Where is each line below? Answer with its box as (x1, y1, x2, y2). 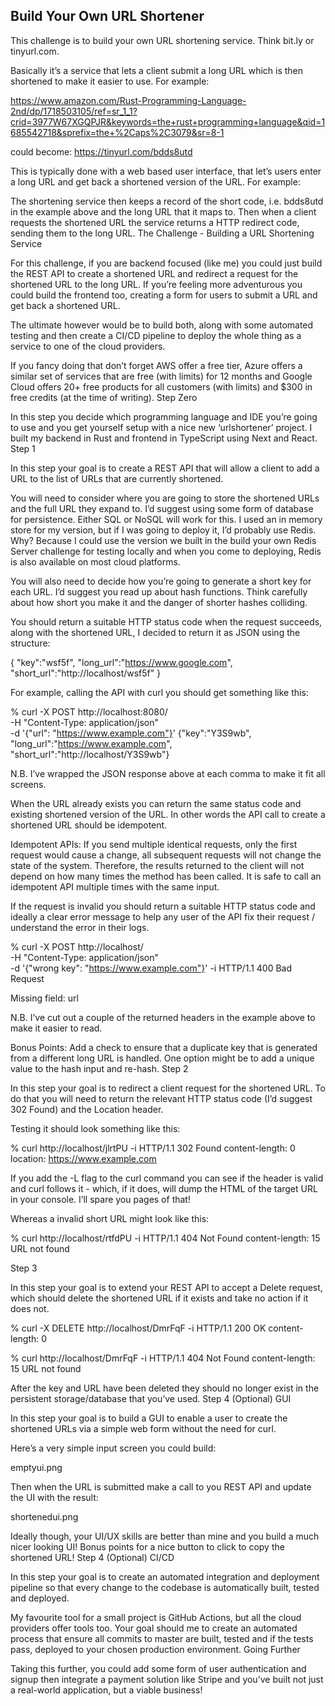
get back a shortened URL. (10, 299, 121, 311)
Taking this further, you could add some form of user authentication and (10, 1662, 307, 1674)
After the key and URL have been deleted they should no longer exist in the (10, 1382, 320, 1394)
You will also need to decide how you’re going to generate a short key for (10, 575, 312, 587)
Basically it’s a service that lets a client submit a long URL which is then (10, 64, 304, 76)
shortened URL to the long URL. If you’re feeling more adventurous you (10, 278, 303, 290)
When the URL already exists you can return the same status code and (10, 797, 302, 809)
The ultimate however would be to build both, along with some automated (10, 319, 314, 331)
